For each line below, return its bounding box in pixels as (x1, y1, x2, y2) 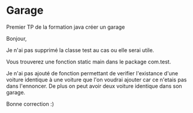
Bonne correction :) (6, 100, 54, 108)
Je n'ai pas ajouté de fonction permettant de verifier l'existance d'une (6, 69, 179, 77)
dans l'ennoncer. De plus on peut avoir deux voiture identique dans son (6, 82, 182, 90)
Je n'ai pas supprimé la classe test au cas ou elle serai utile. (6, 46, 155, 54)
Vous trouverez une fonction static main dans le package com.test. (6, 58, 171, 65)
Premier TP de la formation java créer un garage (6, 23, 125, 30)
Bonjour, (6, 35, 27, 42)
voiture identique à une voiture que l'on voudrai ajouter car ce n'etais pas (6, 76, 187, 83)
